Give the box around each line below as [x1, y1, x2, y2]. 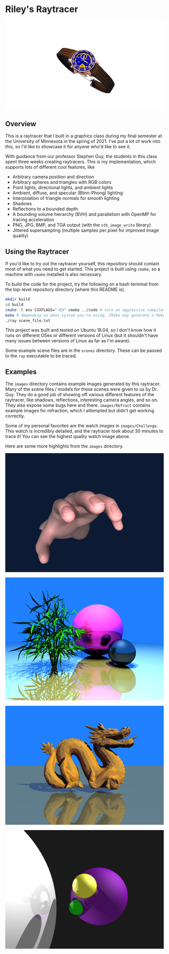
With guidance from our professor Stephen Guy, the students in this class [5, 154, 157, 160]
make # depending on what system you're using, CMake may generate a [5, 313, 154, 318]
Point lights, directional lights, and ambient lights [12, 185, 113, 191]
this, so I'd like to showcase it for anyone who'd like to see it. [5, 143, 131, 150]
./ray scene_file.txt [5, 318, 51, 323]
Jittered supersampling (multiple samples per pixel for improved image [12, 228, 159, 234]
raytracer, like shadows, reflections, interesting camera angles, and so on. [5, 397, 158, 403]
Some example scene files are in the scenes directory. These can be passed [5, 347, 162, 353]
